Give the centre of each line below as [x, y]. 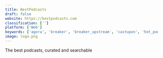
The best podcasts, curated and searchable [49, 50]
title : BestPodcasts [26, 9]
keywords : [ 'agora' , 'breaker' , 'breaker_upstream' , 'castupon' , [73, 32]
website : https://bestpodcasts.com [41, 18]
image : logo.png [21, 37]
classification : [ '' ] [27, 23]
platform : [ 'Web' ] [24, 28]
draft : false [18, 14]
